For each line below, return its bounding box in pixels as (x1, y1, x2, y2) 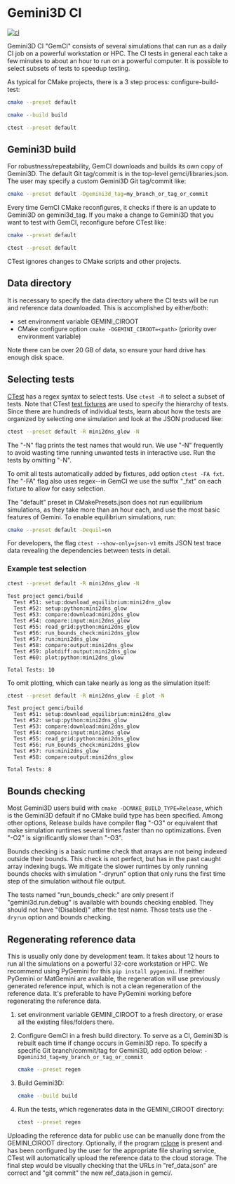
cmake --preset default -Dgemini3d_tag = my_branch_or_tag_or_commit (7, 191, 209, 198)
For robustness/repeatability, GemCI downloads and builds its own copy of (7, 162, 223, 171)
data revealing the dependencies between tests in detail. (7, 546, 171, 555)
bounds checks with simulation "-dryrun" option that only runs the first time (7, 870, 226, 878)
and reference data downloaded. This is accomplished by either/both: (7, 303, 209, 312)
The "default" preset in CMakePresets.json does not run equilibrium (7, 498, 203, 506)
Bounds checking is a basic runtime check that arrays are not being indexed (7, 847, 227, 856)
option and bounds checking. (27, 913, 112, 922)
